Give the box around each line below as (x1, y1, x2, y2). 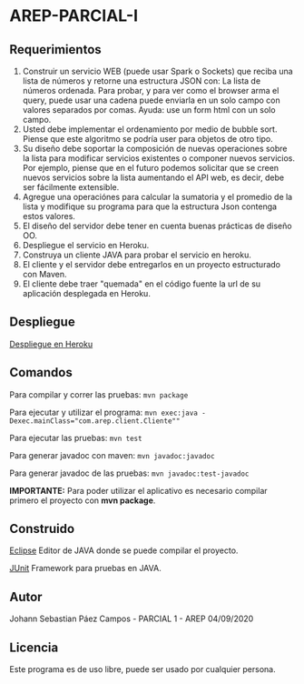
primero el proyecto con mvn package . (9, 495, 156, 506)
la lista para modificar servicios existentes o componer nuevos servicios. (22, 153, 295, 164)
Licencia (9, 639, 59, 655)
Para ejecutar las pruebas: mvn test (9, 432, 142, 443)
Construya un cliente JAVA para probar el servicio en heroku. (22, 249, 251, 260)
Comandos (9, 365, 73, 380)
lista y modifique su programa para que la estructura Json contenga (22, 201, 278, 212)
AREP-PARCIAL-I (9, 5, 139, 26)
